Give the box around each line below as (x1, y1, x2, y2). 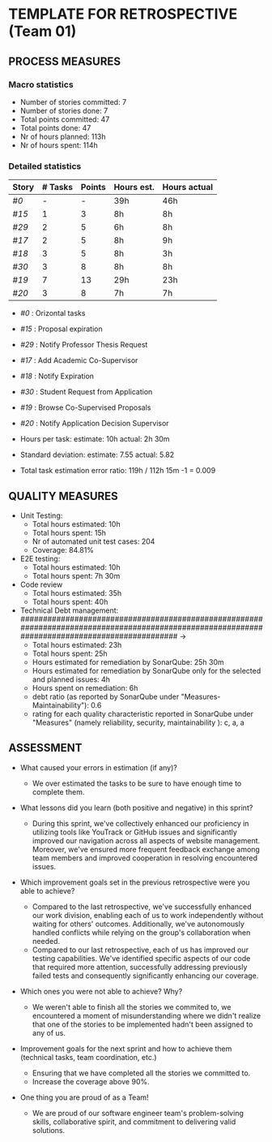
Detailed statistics (8, 160, 82, 171)
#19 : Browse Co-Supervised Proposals (19, 403, 151, 412)
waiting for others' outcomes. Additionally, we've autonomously (32, 919, 245, 929)
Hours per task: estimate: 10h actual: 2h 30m (19, 434, 170, 444)
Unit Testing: (19, 511, 63, 520)
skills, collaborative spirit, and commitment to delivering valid (32, 1117, 236, 1127)
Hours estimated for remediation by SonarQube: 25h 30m (32, 657, 224, 666)
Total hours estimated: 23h (32, 640, 122, 649)
